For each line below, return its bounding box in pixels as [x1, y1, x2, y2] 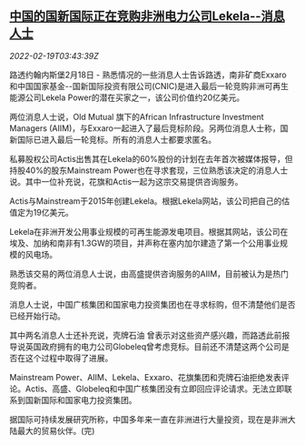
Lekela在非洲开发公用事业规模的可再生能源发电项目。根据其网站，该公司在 [9, 226, 289, 237]
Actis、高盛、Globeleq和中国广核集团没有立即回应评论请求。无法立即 [25, 383, 285, 394]
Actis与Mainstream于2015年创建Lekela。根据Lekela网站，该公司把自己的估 [9, 195, 290, 207]
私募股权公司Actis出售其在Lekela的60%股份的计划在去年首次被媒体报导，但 [9, 153, 293, 164]
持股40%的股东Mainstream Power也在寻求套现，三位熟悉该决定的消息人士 [9, 165, 289, 176]
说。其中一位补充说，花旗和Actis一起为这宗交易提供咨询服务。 [9, 176, 243, 187]
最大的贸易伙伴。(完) [16, 425, 95, 436]
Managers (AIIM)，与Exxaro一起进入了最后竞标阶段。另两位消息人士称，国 [9, 122, 289, 134]
